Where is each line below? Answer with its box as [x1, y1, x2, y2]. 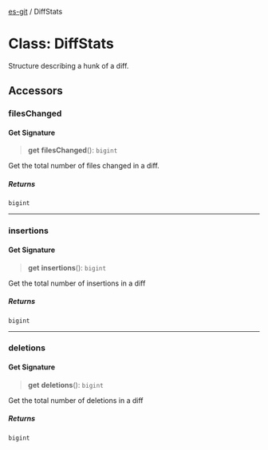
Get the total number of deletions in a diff [8, 395, 144, 405]
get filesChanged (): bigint [27, 145, 118, 155]
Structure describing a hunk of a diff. [8, 61, 129, 70]
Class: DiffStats [8, 35, 114, 53]
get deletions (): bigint [27, 380, 104, 389]
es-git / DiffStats [8, 7, 63, 16]
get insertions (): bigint [27, 262, 106, 272]
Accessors [8, 84, 64, 98]
